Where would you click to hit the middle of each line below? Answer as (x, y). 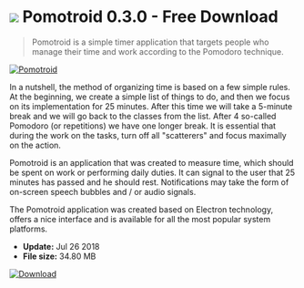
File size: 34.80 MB (59, 256)
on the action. (35, 145)
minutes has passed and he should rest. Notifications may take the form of (149, 182)
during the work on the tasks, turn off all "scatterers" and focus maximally (148, 135)
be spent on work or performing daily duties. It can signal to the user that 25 (152, 172)
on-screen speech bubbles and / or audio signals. (103, 191)
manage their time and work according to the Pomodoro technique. (157, 51)
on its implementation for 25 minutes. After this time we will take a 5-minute (151, 106)
